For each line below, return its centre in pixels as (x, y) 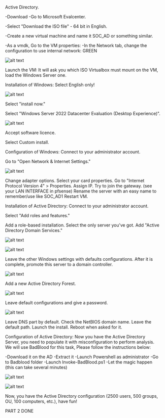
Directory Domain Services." (34, 230)
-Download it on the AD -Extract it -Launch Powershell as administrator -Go (82, 357)
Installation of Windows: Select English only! (50, 85)
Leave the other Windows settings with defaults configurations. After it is (79, 259)
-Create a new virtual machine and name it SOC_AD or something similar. (79, 36)
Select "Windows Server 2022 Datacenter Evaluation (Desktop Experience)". (83, 114)
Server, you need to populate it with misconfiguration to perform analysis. (80, 342)
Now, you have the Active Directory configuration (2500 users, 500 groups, (82, 396)
